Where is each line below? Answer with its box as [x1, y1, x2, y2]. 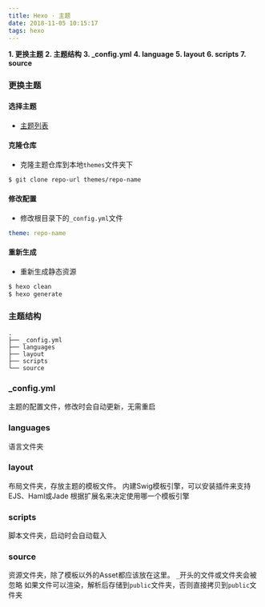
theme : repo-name [8, 229, 66, 237]
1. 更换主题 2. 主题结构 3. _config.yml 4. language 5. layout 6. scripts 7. [8, 50, 247, 59]
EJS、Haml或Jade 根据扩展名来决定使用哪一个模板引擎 [8, 491, 190, 501]
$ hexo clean [8, 282, 52, 290]
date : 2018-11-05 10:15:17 [8, 19, 98, 27]
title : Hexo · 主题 [8, 11, 71, 20]
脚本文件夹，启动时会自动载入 [8, 531, 106, 541]
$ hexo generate [8, 290, 62, 298]
